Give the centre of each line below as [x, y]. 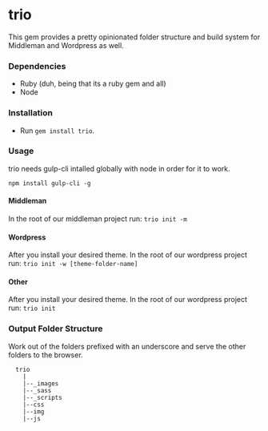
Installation [31, 113]
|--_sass [37, 390]
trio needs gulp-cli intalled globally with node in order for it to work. [119, 168]
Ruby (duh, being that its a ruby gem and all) [93, 84]
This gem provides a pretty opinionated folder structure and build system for [134, 37]
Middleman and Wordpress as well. [66, 45]
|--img [34, 411]
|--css [34, 405]
